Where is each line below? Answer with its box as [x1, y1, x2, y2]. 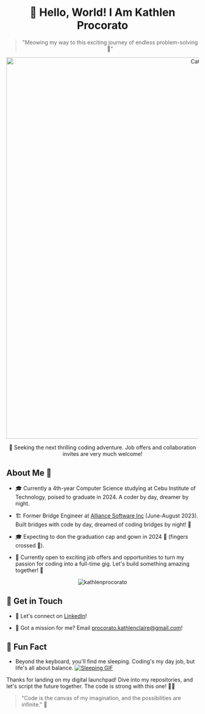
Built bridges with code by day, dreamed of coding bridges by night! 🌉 [15, 521, 192, 528]
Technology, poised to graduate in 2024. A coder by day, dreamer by [15, 493, 189, 500]
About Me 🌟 [6, 468, 52, 478]
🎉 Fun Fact [6, 641, 47, 652]
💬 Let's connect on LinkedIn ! [15, 612, 87, 619]
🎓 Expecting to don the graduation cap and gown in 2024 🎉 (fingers [15, 533, 189, 540]
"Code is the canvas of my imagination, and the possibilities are [21, 694, 181, 702]
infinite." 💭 [21, 701, 48, 709]
